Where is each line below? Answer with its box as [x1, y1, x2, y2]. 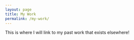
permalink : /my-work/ [5, 16, 50, 21]
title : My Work [5, 12, 36, 17]
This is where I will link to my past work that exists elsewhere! [5, 30, 130, 36]
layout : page [5, 7, 32, 12]
